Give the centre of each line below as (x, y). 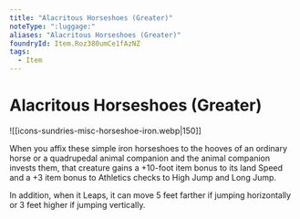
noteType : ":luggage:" (52, 26)
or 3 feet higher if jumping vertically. (78, 204)
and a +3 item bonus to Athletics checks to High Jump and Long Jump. (143, 177)
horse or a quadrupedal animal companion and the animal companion (140, 158)
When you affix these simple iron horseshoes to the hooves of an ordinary (149, 148)
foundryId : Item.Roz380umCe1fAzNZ (75, 43)
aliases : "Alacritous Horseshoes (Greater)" (95, 35)
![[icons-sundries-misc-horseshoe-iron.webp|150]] (106, 130)
